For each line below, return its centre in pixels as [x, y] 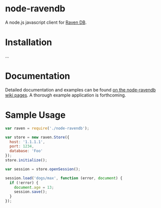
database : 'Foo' [26, 151]
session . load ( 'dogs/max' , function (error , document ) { [64, 178]
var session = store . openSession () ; [43, 169]
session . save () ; [31, 192]
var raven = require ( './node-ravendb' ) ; [47, 128]
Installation [29, 42]
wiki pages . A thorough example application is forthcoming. [66, 95]
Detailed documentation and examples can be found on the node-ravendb [80, 90]
